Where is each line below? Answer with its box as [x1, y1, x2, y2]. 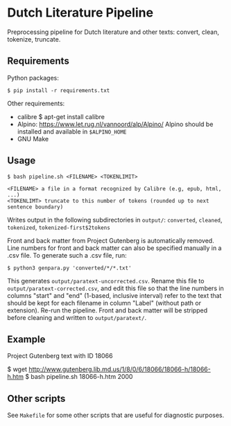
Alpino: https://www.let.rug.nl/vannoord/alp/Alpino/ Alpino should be [17, 120, 214, 128]
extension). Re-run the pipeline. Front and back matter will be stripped [7, 306, 208, 314]
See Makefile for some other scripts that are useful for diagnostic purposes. [7, 411, 225, 420]
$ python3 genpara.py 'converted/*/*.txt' [7, 265, 132, 272]
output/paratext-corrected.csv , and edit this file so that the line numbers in [7, 284, 224, 292]
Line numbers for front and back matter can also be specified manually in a [7, 244, 222, 252]
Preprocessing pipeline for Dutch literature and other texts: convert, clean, [7, 28, 220, 36]
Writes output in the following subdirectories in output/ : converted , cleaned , [7, 215, 223, 224]
